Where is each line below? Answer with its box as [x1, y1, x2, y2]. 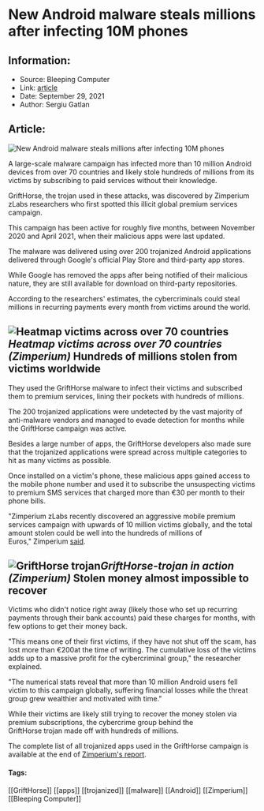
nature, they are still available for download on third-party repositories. [8, 278, 238, 288]
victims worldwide [8, 362, 101, 376]
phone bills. [8, 495, 46, 506]
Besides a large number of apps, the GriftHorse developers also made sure [8, 439, 251, 448]
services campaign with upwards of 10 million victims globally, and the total [8, 519, 253, 529]
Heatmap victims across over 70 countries [8, 338, 222, 351]
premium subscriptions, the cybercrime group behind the [8, 718, 194, 727]
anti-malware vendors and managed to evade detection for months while [8, 415, 245, 424]
